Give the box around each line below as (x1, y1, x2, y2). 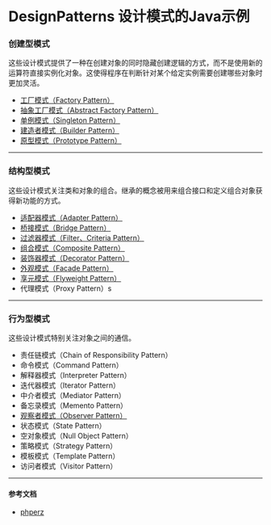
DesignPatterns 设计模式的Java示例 (8, 7, 250, 26)
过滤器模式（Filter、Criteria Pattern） (19, 233, 144, 242)
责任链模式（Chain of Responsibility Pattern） (19, 351, 173, 360)
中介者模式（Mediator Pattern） (19, 391, 127, 401)
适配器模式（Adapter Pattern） (19, 212, 123, 222)
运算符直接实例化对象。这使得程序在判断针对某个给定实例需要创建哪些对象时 (8, 68, 263, 78)
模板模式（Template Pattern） (19, 451, 120, 461)
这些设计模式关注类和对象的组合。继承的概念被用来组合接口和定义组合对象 (8, 185, 256, 195)
